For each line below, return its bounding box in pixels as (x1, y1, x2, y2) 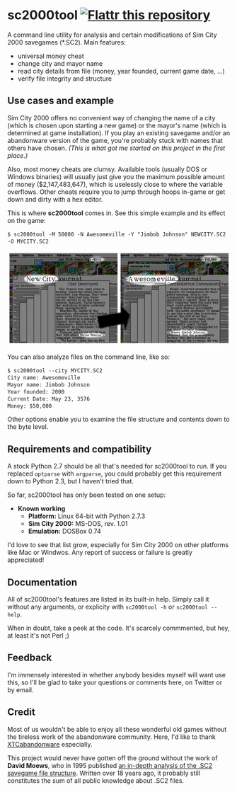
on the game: (7, 216, 46, 224)
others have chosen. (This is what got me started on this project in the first (7, 144, 226, 152)
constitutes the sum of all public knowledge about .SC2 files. (7, 776, 185, 785)
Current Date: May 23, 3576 (7, 396, 91, 403)
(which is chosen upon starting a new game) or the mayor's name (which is (7, 121, 227, 130)
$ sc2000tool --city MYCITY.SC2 (7, 367, 103, 374)
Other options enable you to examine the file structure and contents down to (7, 415, 230, 424)
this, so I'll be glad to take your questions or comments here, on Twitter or (7, 678, 223, 687)
